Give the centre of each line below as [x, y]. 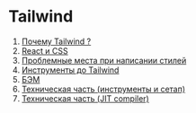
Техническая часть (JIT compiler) [85, 98]
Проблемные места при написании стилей [104, 60]
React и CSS [45, 50]
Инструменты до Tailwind [70, 70]
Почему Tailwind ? [56, 41]
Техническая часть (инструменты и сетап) [103, 89]
